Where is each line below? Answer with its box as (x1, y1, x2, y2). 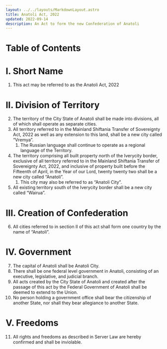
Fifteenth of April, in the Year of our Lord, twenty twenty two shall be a (12, 169, 157, 175)
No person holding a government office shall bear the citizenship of (12, 295, 152, 301)
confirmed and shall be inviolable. (12, 339, 83, 345)
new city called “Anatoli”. (12, 174, 64, 180)
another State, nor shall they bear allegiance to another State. (12, 300, 139, 306)
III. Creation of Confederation (5, 207, 128, 219)
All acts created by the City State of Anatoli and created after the (12, 279, 146, 285)
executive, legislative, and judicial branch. (12, 273, 99, 279)
